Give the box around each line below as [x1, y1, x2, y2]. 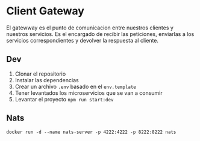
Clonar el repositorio [14, 70, 66, 77]
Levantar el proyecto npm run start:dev [14, 95, 114, 103]
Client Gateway [6, 4, 84, 18]
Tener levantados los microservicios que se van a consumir [14, 89, 163, 97]
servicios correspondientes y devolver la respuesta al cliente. [6, 37, 158, 44]
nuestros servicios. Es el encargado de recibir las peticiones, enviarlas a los [6, 30, 195, 37]
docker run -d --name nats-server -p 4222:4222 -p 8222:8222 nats [6, 129, 177, 135]
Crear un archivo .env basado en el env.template [14, 83, 137, 90]
